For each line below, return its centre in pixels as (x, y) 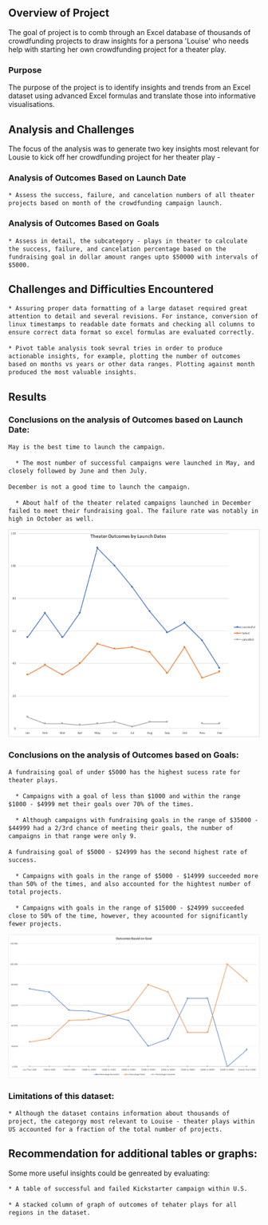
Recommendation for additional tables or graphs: (133, 1154)
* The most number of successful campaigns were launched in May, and (135, 463)
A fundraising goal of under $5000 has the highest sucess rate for (124, 773)
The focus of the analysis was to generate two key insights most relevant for (134, 148)
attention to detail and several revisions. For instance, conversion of (134, 317)
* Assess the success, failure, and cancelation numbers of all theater (132, 196)
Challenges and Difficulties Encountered (111, 289)
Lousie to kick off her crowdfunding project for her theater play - (114, 157)
